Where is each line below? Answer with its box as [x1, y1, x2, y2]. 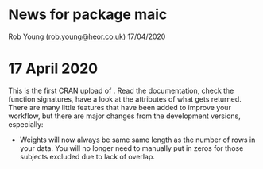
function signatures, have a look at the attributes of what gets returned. [8, 94, 242, 104]
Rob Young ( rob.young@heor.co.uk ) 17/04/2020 [8, 32, 166, 41]
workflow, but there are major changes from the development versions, [8, 111, 241, 121]
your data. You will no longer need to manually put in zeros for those [19, 143, 244, 152]
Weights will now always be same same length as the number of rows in [19, 135, 256, 144]
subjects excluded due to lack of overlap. [19, 152, 155, 161]
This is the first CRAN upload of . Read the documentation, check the [8, 86, 234, 95]
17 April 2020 [8, 60, 98, 78]
